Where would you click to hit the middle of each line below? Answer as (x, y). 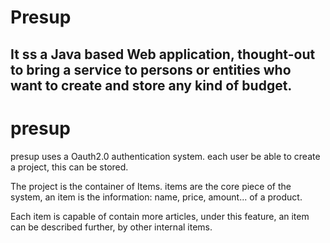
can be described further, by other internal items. (111, 227)
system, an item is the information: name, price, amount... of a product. (156, 197)
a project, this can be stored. (69, 167)
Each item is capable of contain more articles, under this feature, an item (160, 216)
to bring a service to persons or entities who (151, 69)
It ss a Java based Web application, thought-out (163, 54)
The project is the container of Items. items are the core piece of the (151, 186)
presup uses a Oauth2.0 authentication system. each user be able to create (165, 156)
